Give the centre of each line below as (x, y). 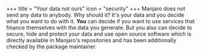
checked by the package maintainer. (51, 46)
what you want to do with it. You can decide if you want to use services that (101, 21)
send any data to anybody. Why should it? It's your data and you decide (95, 15)
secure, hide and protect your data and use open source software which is (99, 34)
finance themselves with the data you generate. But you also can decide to (99, 27)
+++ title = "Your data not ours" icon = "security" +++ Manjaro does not (96, 9)
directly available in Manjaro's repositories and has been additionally (91, 40)
